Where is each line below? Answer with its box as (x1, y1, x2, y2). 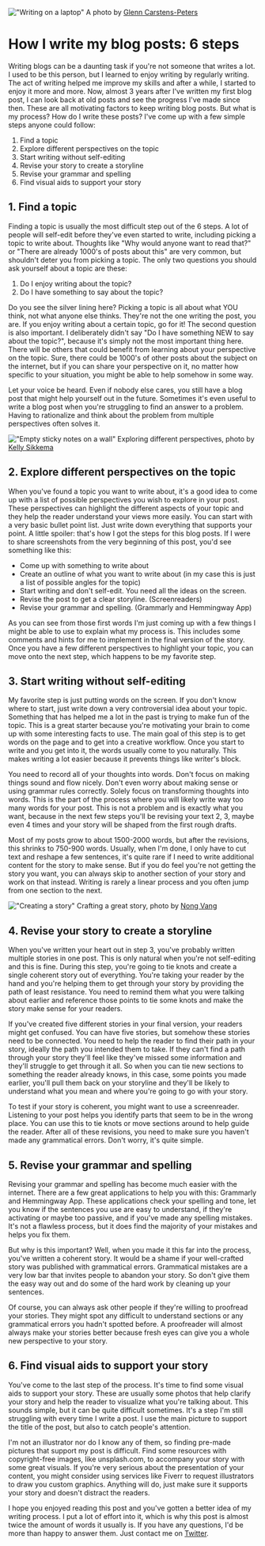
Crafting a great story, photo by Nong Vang (76, 901, 218, 911)
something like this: (8, 545, 72, 555)
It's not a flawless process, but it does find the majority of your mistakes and (8, 1222, 258, 1230)
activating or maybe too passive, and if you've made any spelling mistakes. (8, 1213, 253, 1222)
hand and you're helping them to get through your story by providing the (8, 979, 244, 988)
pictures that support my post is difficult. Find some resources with (8, 1446, 227, 1455)
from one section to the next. (8, 886, 103, 896)
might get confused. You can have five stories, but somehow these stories (8, 1028, 251, 1037)
